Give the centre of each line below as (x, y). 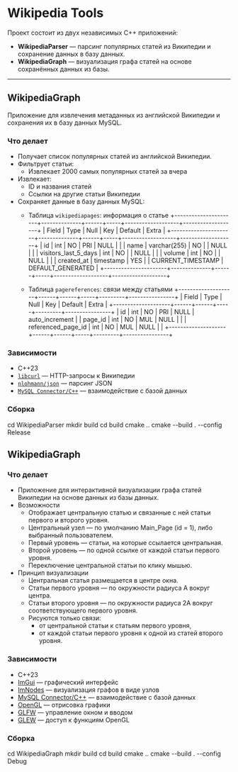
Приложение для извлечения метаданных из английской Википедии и (114, 115)
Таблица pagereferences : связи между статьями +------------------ (129, 289)
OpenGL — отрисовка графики (64, 705)
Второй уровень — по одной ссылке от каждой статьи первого (124, 550)
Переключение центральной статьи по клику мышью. (110, 566)
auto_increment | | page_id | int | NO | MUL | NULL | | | (107, 320)
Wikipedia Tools (56, 13)
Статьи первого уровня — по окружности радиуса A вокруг (119, 588)
